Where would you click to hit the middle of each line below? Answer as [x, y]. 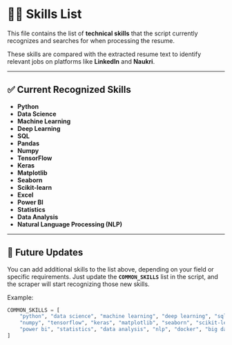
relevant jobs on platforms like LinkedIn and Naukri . [81, 61]
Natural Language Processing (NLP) [70, 224]
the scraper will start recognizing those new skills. [78, 284]
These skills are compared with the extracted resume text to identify [104, 54]
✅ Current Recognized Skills [69, 90]
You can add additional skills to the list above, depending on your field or [110, 269]
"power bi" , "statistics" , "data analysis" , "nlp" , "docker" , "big [118, 329]
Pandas [28, 143]
